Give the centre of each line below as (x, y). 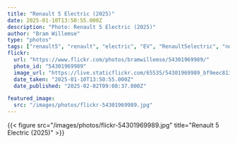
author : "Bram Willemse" (44, 33)
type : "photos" (30, 40)
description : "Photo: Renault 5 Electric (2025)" (82, 27)
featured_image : (31, 99)
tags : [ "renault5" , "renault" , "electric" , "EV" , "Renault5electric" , (113, 46)
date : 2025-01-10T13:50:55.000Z (55, 20)
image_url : (30, 73)
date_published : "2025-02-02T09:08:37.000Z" (80, 86)
